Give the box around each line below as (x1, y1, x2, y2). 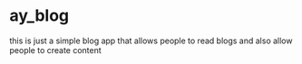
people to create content (9, 44, 102, 55)
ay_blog (9, 5, 70, 26)
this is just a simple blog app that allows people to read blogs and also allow (9, 35, 293, 46)
